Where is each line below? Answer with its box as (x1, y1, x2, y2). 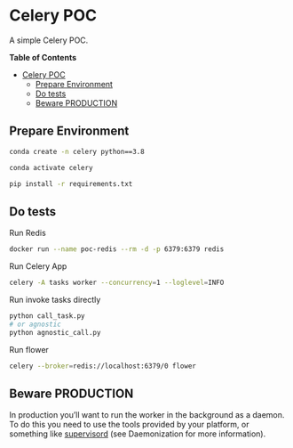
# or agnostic (9, 320, 62, 329)
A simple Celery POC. (9, 35, 89, 45)
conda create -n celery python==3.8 (9, 147, 145, 156)
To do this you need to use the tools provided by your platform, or (9, 419, 249, 430)
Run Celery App (9, 261, 67, 272)
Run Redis (9, 228, 46, 239)
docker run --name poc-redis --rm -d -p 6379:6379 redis (9, 245, 225, 254)
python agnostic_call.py (9, 328, 101, 337)
